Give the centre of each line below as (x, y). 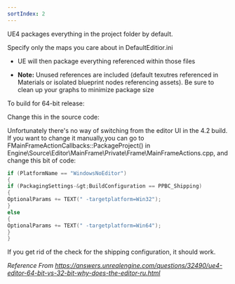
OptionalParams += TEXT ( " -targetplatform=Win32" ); (84, 200)
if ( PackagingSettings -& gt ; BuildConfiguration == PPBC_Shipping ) (105, 186)
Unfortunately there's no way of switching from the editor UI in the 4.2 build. (117, 130)
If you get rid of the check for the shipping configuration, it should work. (112, 252)
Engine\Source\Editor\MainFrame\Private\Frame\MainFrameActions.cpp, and (117, 153)
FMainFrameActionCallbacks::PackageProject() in (79, 146)
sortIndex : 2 (26, 14)
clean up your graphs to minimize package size (86, 89)
